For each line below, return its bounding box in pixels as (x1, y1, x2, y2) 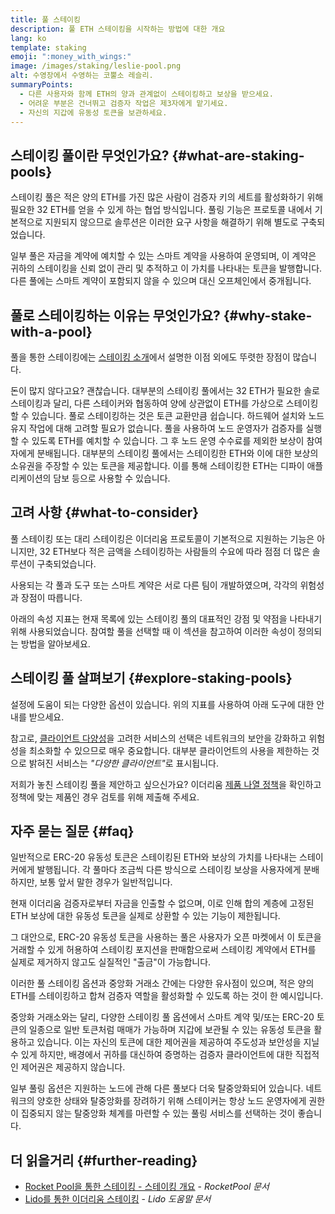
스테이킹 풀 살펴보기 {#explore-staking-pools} (10, 670, 293, 687)
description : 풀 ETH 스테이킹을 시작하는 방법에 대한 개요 (10, 24, 226, 34)
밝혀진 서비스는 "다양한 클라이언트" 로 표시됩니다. (28, 757, 220, 769)
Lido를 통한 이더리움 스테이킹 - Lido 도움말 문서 (24, 1193, 212, 1205)
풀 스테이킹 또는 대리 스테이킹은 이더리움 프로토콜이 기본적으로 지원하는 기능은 (10, 532, 315, 545)
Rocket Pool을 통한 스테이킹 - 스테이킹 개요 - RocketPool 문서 (24, 1181, 270, 1193)
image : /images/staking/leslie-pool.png (10, 61, 182, 71)
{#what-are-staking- (171, 147, 305, 164)
